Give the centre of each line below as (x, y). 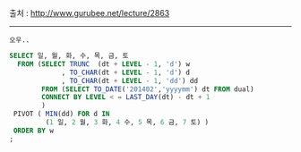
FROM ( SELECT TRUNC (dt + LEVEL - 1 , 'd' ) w (104, 64)
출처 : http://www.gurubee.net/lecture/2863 (90, 13)
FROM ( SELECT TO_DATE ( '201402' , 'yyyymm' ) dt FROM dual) (148, 89)
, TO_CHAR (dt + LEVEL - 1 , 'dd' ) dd (130, 80)
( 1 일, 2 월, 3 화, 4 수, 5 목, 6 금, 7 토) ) (127, 122)
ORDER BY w (33, 131)
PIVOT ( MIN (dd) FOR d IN (61, 114)
